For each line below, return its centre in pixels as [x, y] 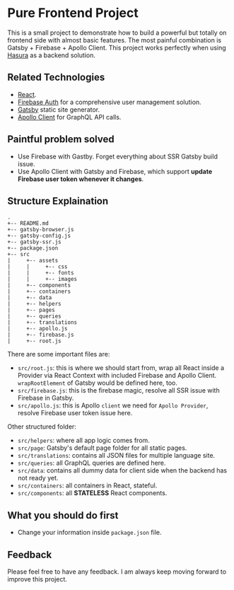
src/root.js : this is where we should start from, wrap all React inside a [121, 368]
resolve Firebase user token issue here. [75, 413]
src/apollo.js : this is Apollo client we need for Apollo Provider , [113, 405]
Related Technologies [56, 77]
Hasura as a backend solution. [52, 55]
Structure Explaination [58, 201]
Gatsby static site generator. [59, 109]
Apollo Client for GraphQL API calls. [69, 117]
